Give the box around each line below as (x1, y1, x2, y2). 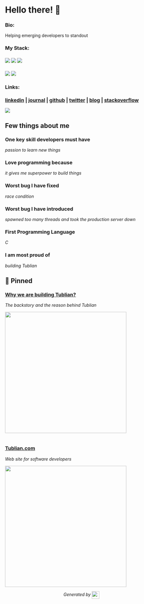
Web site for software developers (5, 456, 72, 462)
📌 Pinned (5, 277, 32, 285)
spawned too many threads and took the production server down (5, 217, 136, 223)
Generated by (63, 591, 91, 597)
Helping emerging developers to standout (5, 32, 88, 38)
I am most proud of (5, 252, 50, 258)
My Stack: (5, 45, 30, 51)
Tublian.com (5, 445, 35, 452)
